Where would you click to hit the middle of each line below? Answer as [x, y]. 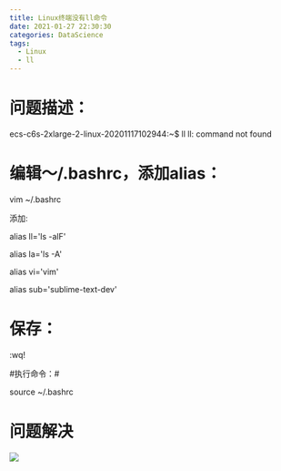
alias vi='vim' [34, 271]
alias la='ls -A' [35, 254]
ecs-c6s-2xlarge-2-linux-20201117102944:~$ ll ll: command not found [141, 134]
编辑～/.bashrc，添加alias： [115, 174]
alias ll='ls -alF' [38, 236]
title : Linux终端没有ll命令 [58, 18]
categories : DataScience [56, 35]
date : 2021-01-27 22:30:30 [60, 26]
